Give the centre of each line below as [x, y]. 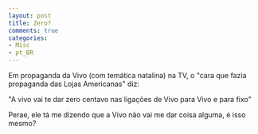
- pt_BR [21, 53]
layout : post [30, 16]
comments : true [33, 30]
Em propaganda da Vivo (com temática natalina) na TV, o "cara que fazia [127, 75]
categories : [28, 38]
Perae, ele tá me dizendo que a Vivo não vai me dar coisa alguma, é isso [127, 115]
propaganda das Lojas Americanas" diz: [74, 84]
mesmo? [22, 123]
